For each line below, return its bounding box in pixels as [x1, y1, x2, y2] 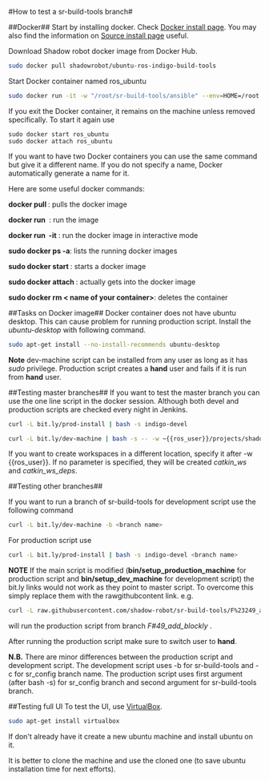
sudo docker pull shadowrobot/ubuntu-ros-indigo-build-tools [8, 62, 217, 70]
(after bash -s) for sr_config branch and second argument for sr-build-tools [8, 678, 257, 687]
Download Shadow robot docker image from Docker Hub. [8, 46, 198, 55]
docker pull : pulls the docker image [8, 199, 128, 209]
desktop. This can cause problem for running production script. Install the [8, 316, 251, 326]
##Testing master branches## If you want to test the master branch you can [8, 388, 260, 397]
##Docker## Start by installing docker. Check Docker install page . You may [8, 22, 257, 31]
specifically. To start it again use [8, 115, 114, 124]
